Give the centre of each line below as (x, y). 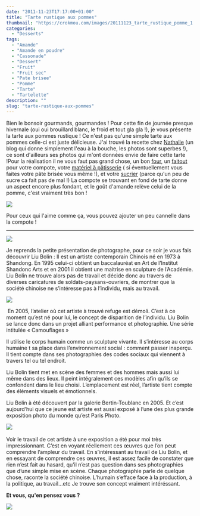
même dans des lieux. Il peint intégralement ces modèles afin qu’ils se (92, 378)
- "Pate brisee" (32, 78)
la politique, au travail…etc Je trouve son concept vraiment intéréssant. (93, 483)
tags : (13, 39)
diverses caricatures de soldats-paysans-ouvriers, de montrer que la (91, 282)
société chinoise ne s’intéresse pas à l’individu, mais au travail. (83, 288)
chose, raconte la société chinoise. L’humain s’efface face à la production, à (99, 477)
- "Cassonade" (29, 56)
